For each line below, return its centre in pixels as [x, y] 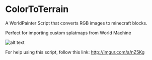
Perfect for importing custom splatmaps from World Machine [68, 32]
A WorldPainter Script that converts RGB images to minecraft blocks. [76, 23]
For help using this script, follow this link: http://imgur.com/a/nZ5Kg [75, 52]
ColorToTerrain [37, 9]
